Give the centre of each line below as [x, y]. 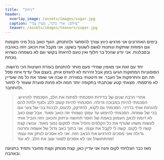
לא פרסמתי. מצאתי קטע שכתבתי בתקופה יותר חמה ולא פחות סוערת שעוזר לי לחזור [82, 82]
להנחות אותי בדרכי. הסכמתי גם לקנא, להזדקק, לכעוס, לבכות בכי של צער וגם [87, 108]
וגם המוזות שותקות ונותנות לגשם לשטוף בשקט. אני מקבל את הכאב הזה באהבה [78, 47]
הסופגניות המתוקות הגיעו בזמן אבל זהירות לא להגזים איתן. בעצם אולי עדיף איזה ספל [82, 72]
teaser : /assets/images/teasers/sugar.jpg [54, 28]
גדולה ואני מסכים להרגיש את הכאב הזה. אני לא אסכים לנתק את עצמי [80, 134]
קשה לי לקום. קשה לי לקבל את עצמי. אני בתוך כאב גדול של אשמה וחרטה [84, 128]
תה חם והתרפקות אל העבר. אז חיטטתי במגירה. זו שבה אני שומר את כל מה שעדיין [80, 77]
